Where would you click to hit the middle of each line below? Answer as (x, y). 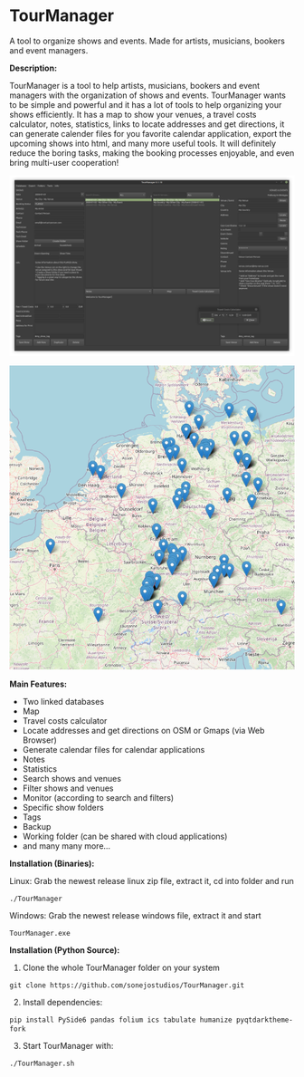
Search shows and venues (72, 778)
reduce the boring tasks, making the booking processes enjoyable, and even (152, 153)
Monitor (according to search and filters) (98, 797)
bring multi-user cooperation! (64, 162)
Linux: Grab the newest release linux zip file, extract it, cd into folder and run (152, 880)
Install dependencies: (62, 1002)
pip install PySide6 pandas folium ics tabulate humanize (121, 1020)
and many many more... (66, 846)
